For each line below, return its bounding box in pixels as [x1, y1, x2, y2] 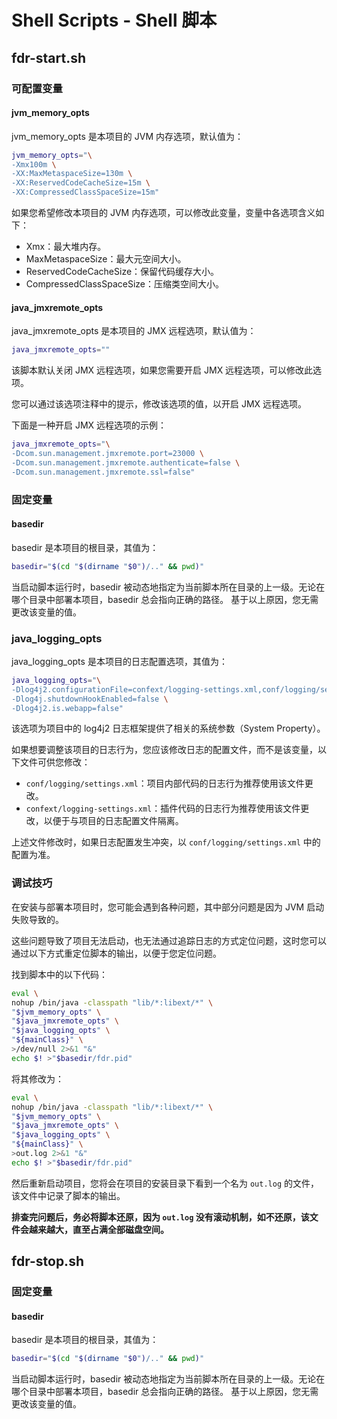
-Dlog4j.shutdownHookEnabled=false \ [11, 694, 169, 704]
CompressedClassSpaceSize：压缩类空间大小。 [25, 278, 224, 290]
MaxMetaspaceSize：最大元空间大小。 [25, 253, 187, 265]
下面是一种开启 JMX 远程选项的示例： [11, 419, 168, 431]
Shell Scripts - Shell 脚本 [11, 9, 218, 32]
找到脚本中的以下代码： [11, 968, 108, 980]
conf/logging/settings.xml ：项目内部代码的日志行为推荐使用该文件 [25, 777, 305, 790]
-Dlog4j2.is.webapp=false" [11, 703, 124, 713]
